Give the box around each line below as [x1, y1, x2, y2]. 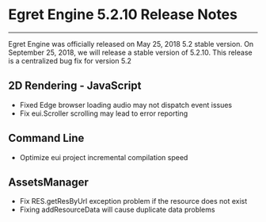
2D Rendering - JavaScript [8, 79, 142, 93]
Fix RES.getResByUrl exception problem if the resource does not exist [19, 197, 248, 206]
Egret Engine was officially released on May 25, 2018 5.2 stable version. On [8, 39, 254, 48]
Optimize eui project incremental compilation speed [19, 152, 188, 162]
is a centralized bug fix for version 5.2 [8, 55, 132, 65]
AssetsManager [8, 175, 89, 189]
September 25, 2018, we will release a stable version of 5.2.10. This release [8, 48, 253, 57]
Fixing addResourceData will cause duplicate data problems [19, 205, 215, 215]
